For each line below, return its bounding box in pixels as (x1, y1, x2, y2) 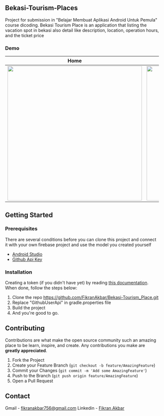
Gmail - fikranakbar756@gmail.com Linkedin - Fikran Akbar (5, 405, 124, 411)
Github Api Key (12, 256, 42, 262)
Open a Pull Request (12, 378, 54, 384)
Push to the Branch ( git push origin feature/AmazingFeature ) (12, 372, 138, 378)
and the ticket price (5, 32, 44, 38)
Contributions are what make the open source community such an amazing (5, 337, 156, 343)
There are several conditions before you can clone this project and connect (5, 236, 157, 242)
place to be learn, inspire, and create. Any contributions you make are (5, 342, 145, 348)
